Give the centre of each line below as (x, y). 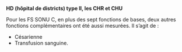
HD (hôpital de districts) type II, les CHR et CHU (64, 8)
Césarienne (28, 37)
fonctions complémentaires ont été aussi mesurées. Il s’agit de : (83, 26)
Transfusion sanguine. (41, 43)
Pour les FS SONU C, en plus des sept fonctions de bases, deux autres (91, 19)
